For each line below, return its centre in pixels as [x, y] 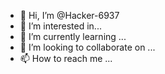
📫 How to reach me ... [66, 58]
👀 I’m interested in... [60, 26]
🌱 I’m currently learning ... [73, 36]
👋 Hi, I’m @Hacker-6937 [69, 15]
